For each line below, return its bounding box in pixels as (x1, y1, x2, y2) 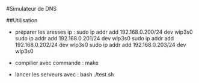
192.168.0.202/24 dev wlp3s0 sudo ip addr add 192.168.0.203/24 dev (14, 41, 186, 48)
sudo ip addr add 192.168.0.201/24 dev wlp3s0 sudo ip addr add (14, 35, 174, 41)
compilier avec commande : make (14, 60, 99, 66)
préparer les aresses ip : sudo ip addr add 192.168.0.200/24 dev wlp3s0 (14, 28, 194, 35)
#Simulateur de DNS (6, 5, 57, 12)
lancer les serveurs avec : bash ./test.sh (14, 71, 114, 78)
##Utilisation (6, 17, 38, 23)
